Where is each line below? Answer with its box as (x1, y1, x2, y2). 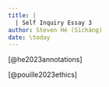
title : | (8, 11, 37, 20)
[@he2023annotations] (8, 55, 83, 64)
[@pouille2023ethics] (8, 70, 78, 79)
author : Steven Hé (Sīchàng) (8, 26, 103, 34)
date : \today (8, 33, 51, 42)
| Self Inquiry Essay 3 (15, 19, 92, 27)
